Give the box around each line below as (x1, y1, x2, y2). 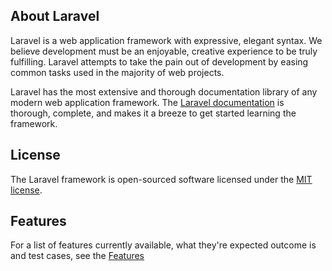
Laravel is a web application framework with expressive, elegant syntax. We (10, 34, 323, 46)
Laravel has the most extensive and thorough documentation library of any (10, 85, 318, 98)
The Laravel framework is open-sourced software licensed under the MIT (10, 173, 313, 185)
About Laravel (10, 8, 100, 25)
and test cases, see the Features (10, 250, 145, 262)
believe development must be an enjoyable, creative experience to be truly (10, 45, 318, 57)
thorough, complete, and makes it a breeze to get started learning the (10, 107, 297, 119)
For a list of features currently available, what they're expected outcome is (10, 239, 317, 251)
